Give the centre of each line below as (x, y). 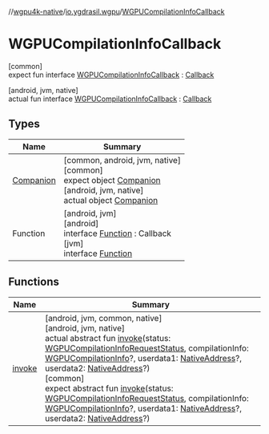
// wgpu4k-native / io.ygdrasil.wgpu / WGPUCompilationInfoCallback (116, 12)
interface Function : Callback (118, 233)
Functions (34, 282)
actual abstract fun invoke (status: (108, 338)
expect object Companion (112, 180)
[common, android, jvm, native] (122, 160)
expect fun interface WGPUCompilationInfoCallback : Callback (111, 75)
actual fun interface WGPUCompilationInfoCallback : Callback (110, 99)
